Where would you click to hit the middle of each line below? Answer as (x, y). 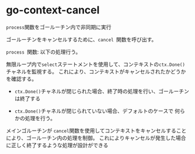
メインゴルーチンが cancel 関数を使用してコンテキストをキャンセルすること (96, 130)
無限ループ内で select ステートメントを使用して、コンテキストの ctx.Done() (96, 64)
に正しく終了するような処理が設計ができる (57, 145)
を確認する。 (21, 79)
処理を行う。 (40, 118)
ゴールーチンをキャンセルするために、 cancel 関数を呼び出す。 (81, 39)
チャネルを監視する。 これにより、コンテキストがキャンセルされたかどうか (96, 71)
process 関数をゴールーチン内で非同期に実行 (59, 27)
